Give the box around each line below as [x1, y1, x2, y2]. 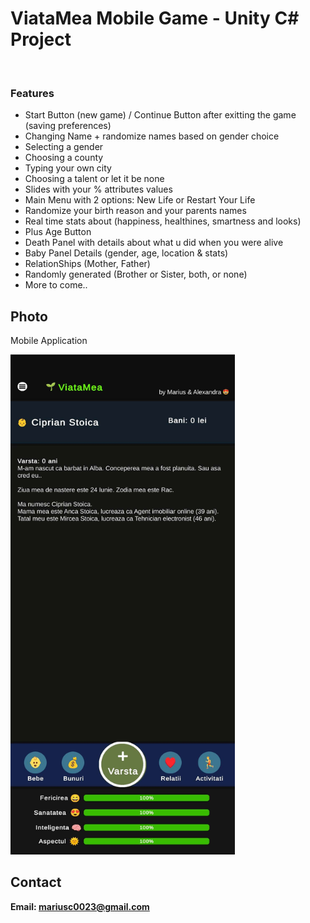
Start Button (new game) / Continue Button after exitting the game [24, 109, 297, 121]
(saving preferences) [24, 120, 112, 132]
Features [10, 86, 55, 100]
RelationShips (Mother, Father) [24, 258, 151, 270]
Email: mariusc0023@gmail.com [10, 900, 150, 912]
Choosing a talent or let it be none [24, 173, 165, 185]
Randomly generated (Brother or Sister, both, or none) [24, 268, 248, 281]
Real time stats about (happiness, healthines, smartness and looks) [24, 215, 302, 227]
